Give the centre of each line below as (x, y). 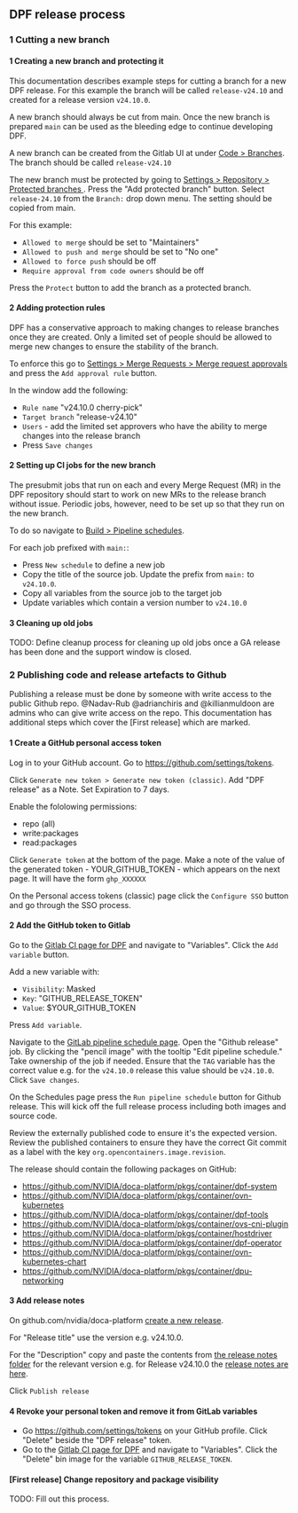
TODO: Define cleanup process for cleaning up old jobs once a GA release (145, 643)
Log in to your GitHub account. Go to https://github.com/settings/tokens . (142, 763)
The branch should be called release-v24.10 (90, 162)
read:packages (49, 843)
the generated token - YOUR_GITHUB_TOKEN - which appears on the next (145, 869)
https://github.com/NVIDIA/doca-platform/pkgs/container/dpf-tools (145, 1214)
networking (43, 1280)
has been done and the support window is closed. (101, 652)
